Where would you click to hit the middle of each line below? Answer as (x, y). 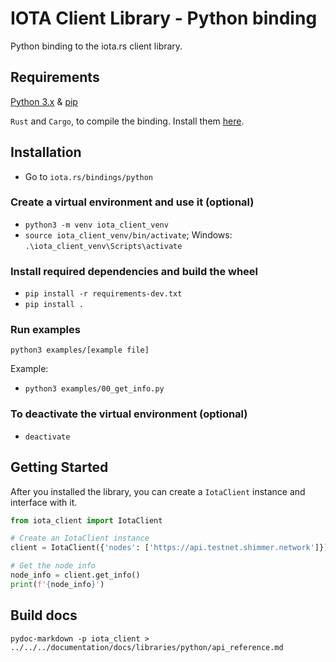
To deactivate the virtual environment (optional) (129, 414)
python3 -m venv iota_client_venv (96, 225)
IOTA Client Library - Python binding (164, 18)
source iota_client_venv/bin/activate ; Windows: (128, 234)
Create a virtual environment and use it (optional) (132, 202)
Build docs (44, 615)
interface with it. (44, 502)
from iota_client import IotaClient (86, 520)
